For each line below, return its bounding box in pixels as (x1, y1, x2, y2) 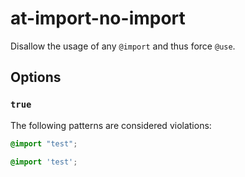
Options (10, 69, 62, 86)
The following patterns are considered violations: (10, 119, 212, 131)
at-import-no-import (10, 7, 186, 30)
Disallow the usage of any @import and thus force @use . (10, 40, 236, 52)
